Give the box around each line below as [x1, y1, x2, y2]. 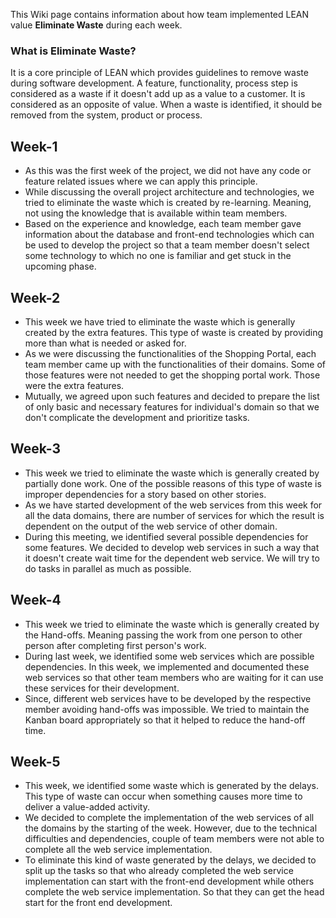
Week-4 [10, 592, 62, 609]
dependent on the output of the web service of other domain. [24, 520, 278, 532]
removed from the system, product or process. [10, 109, 203, 121]
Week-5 [10, 753, 61, 770]
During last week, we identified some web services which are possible [24, 650, 315, 662]
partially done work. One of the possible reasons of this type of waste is [24, 477, 322, 489]
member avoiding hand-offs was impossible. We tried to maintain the [24, 703, 310, 715]
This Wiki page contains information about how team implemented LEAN [10, 9, 310, 20]
